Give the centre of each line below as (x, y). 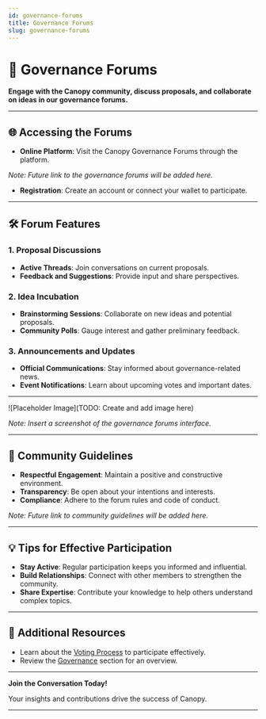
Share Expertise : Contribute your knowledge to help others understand (136, 592)
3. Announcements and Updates (72, 351)
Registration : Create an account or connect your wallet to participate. (133, 190)
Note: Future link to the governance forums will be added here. (111, 175)
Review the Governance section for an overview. (99, 660)
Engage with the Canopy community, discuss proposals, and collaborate (130, 91)
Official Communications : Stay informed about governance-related (130, 369)
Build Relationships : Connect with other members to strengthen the (131, 576)
